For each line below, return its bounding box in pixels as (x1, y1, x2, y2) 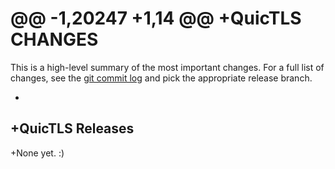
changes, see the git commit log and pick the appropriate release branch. (10, 72, 313, 84)
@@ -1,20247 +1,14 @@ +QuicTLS (10, 7, 302, 30)
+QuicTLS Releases (10, 120, 135, 137)
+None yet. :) (10, 147, 65, 159)
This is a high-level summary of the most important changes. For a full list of (10, 61, 325, 73)
